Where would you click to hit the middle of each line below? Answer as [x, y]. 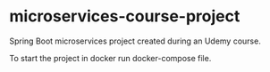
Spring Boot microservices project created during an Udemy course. [135, 41]
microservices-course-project [125, 16]
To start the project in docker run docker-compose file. [110, 58]
